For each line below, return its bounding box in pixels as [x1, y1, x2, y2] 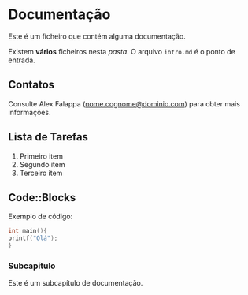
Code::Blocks [8, 191, 76, 204]
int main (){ [8, 227, 47, 235]
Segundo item [19, 159, 65, 169]
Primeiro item [19, 151, 63, 161]
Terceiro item [19, 168, 63, 177]
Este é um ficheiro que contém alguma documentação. [8, 32, 187, 41]
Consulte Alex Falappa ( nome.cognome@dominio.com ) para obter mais [8, 99, 240, 108]
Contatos [8, 78, 55, 91]
